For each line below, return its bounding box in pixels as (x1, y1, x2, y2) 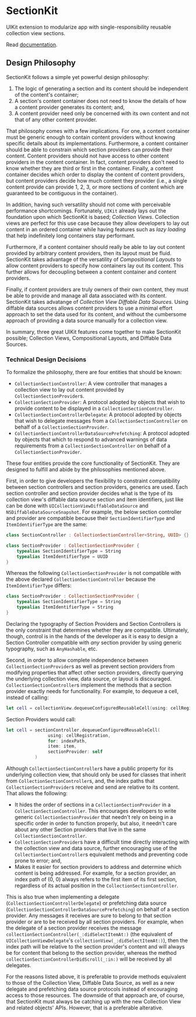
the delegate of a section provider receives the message (6, 924, 142, 932)
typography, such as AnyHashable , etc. (6, 645, 97, 652)
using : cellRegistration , (47, 732, 111, 738)
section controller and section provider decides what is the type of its (6, 490, 173, 497)
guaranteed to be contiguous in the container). (6, 189, 118, 197)
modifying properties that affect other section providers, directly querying (6, 669, 184, 676)
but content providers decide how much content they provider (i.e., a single (6, 177, 188, 184)
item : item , (47, 744, 77, 749)
